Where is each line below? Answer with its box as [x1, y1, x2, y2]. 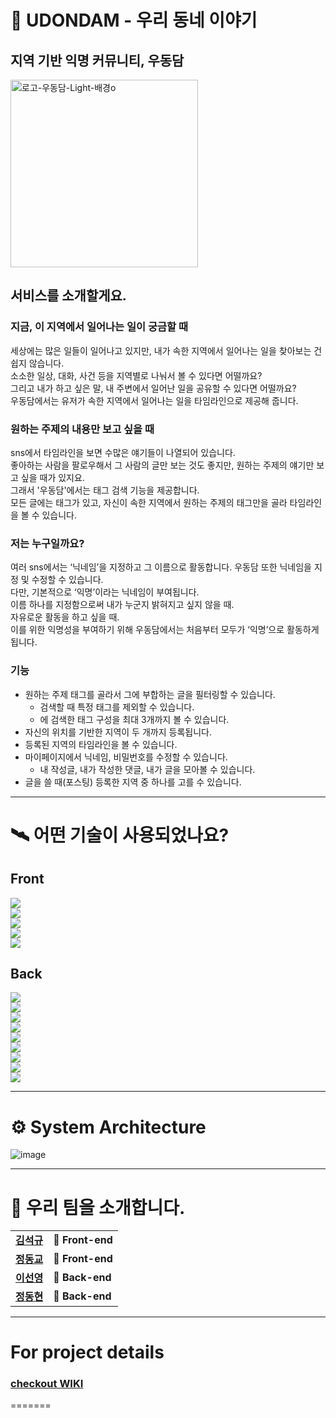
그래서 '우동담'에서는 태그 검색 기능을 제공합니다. [10, 484, 200, 496]
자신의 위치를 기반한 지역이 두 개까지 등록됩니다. [24, 726, 212, 738]
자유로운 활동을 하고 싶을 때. [10, 611, 120, 623]
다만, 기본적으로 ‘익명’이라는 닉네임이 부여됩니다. [10, 586, 200, 598]
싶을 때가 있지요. [20, 471, 85, 483]
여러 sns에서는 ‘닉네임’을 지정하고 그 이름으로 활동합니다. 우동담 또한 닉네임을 [10, 561, 312, 573]
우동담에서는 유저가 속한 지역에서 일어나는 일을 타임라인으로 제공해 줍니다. [10, 394, 299, 406]
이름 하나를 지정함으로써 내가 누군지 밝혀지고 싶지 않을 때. [10, 599, 235, 611]
